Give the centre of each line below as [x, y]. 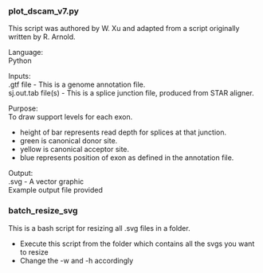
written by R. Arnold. [42, 37]
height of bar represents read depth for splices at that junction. [123, 132]
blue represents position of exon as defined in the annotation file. [127, 158]
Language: [26, 53]
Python [20, 60]
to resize [34, 252]
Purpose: [23, 108]
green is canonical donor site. [69, 141]
